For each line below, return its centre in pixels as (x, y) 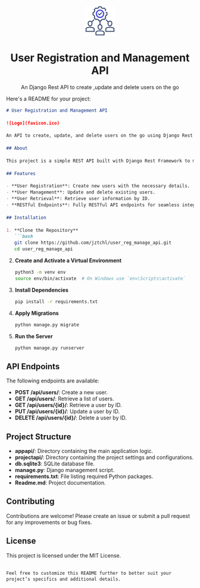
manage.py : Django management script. (65, 470)
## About (17, 148)
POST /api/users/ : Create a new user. (61, 393)
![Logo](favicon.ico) (33, 123)
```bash (24, 237)
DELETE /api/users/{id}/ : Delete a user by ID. (71, 418)
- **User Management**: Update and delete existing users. (81, 192)
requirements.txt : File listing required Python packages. (84, 476)
